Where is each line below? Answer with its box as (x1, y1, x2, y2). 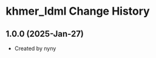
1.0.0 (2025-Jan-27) (5, 29, 84, 39)
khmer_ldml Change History (5, 4, 150, 18)
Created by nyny (14, 45, 56, 52)
